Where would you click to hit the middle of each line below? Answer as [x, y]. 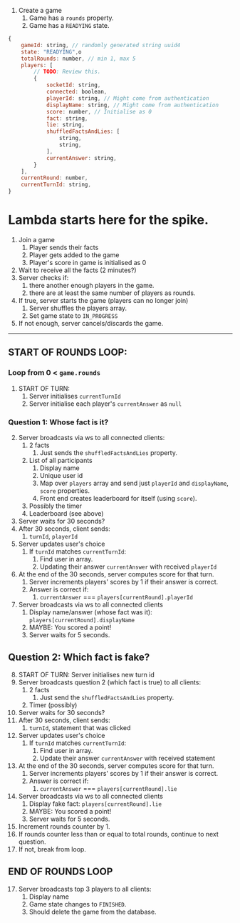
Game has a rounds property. [71, 18]
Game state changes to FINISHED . [78, 904]
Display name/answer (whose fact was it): [90, 612]
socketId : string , [73, 85]
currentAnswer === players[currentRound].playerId [116, 597]
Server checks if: [43, 277]
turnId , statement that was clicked [80, 727]
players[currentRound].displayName [82, 620]
